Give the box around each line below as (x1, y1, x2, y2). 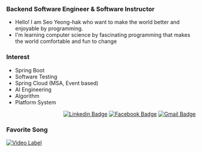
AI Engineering (14, 86, 52, 93)
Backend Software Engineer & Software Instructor (6, 5, 155, 13)
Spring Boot (14, 66, 45, 74)
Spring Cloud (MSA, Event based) (14, 79, 99, 86)
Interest (6, 53, 30, 62)
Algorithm (14, 92, 40, 100)
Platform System (14, 98, 57, 106)
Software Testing (14, 73, 58, 80)
